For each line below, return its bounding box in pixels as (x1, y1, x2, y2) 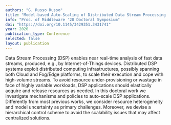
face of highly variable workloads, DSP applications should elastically (5, 82, 152, 88)
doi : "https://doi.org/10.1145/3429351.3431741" (5, 22, 111, 27)
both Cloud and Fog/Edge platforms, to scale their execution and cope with (5, 71, 164, 77)
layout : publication (5, 41, 50, 46)
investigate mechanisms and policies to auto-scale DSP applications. (5, 93, 151, 99)
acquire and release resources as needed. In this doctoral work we (5, 88, 146, 94)
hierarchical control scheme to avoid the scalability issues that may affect (5, 109, 160, 115)
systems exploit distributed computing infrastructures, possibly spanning (5, 66, 160, 72)
